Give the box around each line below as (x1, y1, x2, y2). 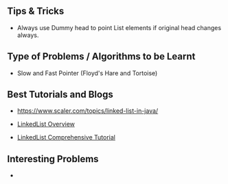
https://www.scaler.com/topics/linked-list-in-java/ (16, 107, 159, 115)
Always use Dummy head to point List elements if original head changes (16, 23, 222, 31)
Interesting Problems (7, 153, 99, 165)
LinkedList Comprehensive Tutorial (16, 133, 115, 142)
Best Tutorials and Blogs (7, 89, 113, 101)
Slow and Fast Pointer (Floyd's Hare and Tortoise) (16, 68, 158, 77)
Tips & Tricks (7, 5, 65, 17)
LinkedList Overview (16, 120, 76, 129)
